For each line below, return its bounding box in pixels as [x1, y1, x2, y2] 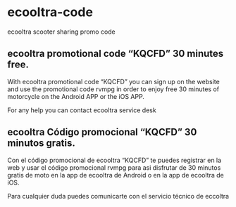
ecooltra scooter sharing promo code [7, 27, 116, 36]
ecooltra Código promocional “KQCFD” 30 [7, 126, 197, 138]
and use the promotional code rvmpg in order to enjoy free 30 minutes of [7, 85, 220, 93]
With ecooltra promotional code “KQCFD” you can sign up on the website [7, 77, 220, 86]
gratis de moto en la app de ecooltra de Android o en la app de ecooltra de [7, 171, 224, 179]
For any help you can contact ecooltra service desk [7, 106, 156, 114]
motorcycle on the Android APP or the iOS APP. [7, 92, 144, 100]
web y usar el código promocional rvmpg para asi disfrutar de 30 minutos [7, 163, 221, 172]
